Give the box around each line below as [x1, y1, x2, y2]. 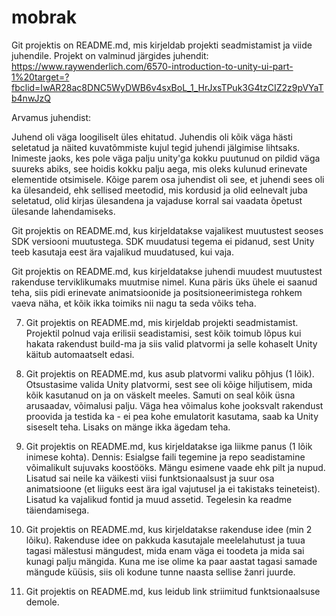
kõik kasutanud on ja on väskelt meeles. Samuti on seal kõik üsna [25, 389, 296, 401]
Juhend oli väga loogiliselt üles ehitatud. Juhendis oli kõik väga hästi [11, 131, 293, 143]
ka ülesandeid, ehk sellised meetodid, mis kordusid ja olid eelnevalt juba [11, 184, 308, 196]
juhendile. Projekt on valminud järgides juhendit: [11, 49, 209, 61]
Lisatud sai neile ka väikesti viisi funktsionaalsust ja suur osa [25, 472, 275, 484]
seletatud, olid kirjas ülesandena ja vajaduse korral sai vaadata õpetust [11, 194, 303, 206]
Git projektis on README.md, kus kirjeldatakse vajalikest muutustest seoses [11, 224, 324, 236]
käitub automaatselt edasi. [25, 348, 135, 360]
